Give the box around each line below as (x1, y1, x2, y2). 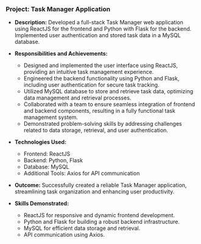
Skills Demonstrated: (14, 200, 69, 207)
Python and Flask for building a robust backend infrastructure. (23, 218, 180, 226)
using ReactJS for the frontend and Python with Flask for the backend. (14, 25, 192, 32)
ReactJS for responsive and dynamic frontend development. (23, 212, 175, 219)
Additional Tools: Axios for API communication (23, 170, 140, 177)
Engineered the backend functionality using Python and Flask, (23, 75, 180, 82)
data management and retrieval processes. (23, 94, 132, 102)
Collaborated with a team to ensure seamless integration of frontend (23, 101, 196, 108)
